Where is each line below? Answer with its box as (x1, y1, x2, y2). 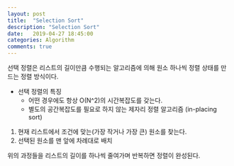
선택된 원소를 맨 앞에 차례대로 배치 (17, 136, 113, 145)
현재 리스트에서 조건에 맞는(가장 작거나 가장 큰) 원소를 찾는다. (17, 128, 187, 136)
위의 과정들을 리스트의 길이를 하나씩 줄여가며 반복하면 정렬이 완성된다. (7, 151, 201, 160)
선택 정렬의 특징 (17, 88, 62, 95)
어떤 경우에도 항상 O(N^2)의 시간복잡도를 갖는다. (28, 96, 163, 105)
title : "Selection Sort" (7, 17, 84, 24)
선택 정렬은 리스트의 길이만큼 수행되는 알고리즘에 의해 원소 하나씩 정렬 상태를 (7, 64, 220, 71)
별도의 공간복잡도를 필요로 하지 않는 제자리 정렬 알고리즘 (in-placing (28, 105, 218, 113)
